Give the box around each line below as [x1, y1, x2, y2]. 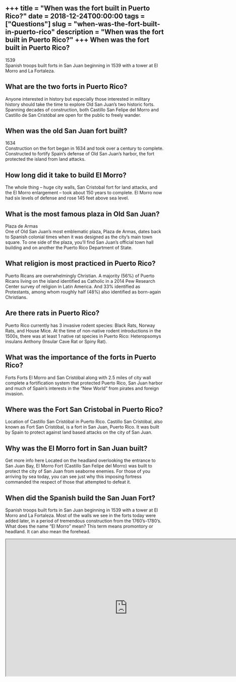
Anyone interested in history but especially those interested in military [5, 96, 150, 102]
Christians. [5, 294, 28, 300]
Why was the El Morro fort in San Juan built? [5, 444, 148, 452]
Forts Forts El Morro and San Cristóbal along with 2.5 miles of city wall [5, 374, 151, 380]
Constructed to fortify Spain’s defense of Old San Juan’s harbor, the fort [5, 151, 155, 157]
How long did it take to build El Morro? [5, 170, 127, 179]
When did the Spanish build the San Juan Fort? [5, 493, 155, 502]
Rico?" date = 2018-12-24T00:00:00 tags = [5, 12, 145, 21]
